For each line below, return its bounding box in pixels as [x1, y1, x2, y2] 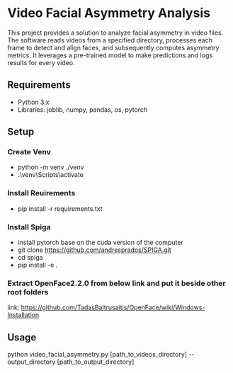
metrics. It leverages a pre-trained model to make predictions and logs [7, 51, 213, 59]
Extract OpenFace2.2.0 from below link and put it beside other [7, 278, 226, 288]
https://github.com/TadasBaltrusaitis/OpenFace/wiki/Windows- [21, 303, 205, 312]
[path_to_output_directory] [57, 357, 135, 366]
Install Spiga [7, 222, 51, 231]
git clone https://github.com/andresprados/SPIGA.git [17, 246, 171, 254]
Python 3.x [17, 98, 50, 106]
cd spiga [17, 253, 44, 262]
